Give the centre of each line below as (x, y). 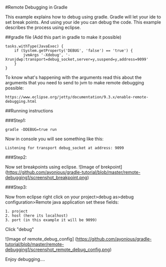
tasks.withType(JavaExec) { (34, 46)
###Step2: (16, 157)
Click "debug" (19, 229)
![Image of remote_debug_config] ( (41, 239)
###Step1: (16, 120)
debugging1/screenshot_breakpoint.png (46, 177)
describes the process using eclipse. (43, 27)
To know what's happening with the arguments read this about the (73, 77)
